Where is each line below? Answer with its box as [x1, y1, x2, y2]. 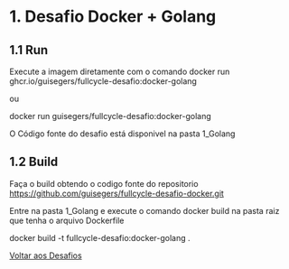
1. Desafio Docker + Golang [9, 6, 217, 27]
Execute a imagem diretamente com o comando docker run [9, 66, 230, 77]
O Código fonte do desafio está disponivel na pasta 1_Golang [9, 128, 236, 139]
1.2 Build [9, 154, 59, 170]
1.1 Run [9, 42, 49, 58]
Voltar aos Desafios [9, 250, 83, 261]
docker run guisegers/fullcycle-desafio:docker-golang [9, 111, 211, 121]
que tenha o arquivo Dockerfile [9, 215, 125, 226]
